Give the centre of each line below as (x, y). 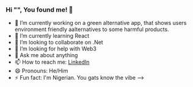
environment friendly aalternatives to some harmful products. (92, 29)
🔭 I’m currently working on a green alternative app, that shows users (100, 23)
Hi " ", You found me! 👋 (39, 10)
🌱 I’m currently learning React (52, 36)
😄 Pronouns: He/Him (41, 71)
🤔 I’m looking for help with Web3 (56, 49)
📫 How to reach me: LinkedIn (52, 62)
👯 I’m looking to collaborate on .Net (59, 43)
